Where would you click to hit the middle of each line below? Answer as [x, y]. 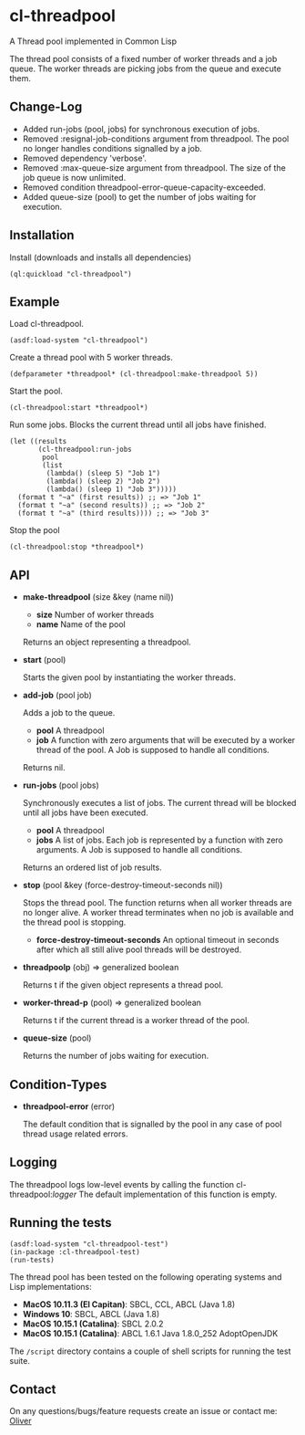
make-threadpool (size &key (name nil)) [98, 597]
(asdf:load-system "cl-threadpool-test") [89, 1244]
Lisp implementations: [51, 1286]
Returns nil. [44, 768]
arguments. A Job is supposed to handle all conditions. [139, 850]
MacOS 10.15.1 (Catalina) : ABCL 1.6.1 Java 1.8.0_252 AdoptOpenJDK [150, 1333]
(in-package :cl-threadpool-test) [75, 1252]
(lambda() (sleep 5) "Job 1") [103, 474]
